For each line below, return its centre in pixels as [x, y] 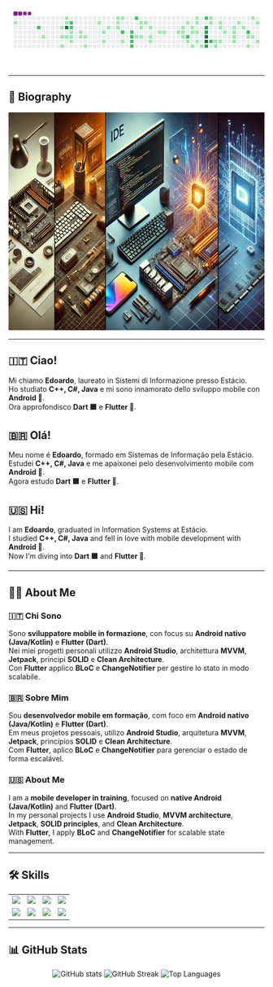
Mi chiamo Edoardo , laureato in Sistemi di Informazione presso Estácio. [128, 380]
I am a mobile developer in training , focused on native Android [115, 797]
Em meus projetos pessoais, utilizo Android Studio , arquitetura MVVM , [128, 733]
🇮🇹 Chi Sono [35, 616]
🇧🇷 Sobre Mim [39, 697]
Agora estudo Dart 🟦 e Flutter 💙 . [64, 481]
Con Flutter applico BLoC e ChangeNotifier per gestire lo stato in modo [129, 668]
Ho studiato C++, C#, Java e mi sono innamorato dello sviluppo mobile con [134, 388]
